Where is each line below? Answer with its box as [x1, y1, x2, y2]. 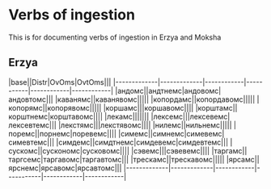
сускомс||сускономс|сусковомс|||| [8, 145, 129, 155]
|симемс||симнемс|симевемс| [118, 128, 225, 138]
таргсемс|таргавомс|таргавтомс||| [8, 154, 129, 164]
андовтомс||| [8, 94, 54, 104]
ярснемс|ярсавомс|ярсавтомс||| [8, 163, 122, 173]
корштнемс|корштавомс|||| [8, 111, 104, 121]
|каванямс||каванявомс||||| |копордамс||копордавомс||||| [55, 94, 256, 104]
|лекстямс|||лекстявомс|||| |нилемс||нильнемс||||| [57, 120, 232, 130]
